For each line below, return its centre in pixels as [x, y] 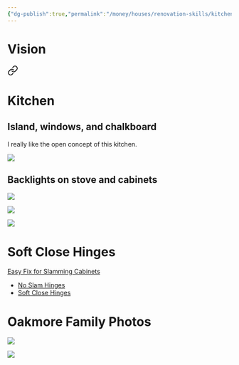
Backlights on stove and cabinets [83, 180]
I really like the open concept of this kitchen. [72, 144]
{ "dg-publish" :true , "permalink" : [57, 14]
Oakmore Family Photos [79, 322]
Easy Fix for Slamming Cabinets [54, 272]
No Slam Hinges [41, 285]
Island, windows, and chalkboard [82, 127]
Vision [27, 49]
